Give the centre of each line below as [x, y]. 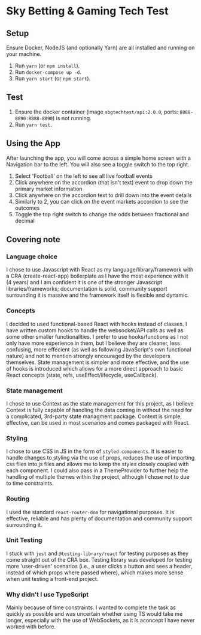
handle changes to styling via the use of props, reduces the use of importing [100, 458]
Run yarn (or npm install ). [47, 65]
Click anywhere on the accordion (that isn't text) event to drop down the [103, 182]
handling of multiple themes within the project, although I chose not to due [98, 477]
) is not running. [72, 118]
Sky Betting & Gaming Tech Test [87, 11]
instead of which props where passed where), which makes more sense [95, 573]
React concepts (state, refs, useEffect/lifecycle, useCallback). [82, 375]
